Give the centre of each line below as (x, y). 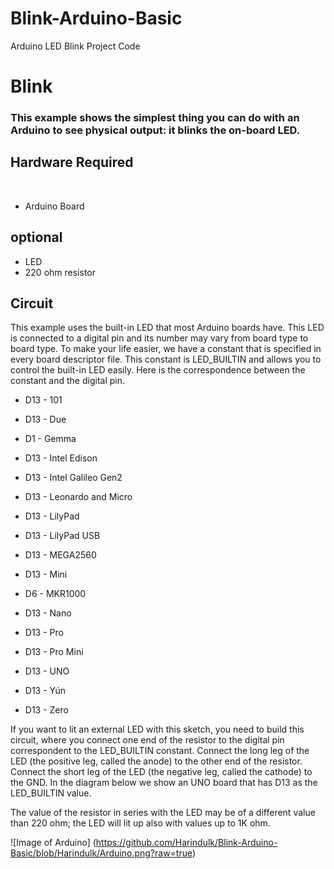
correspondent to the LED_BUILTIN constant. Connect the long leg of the (160, 751)
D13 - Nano (48, 613)
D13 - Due (45, 419)
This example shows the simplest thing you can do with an (155, 118)
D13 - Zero (46, 710)
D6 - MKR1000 (55, 594)
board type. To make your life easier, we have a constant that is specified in (166, 349)
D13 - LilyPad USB (62, 536)
